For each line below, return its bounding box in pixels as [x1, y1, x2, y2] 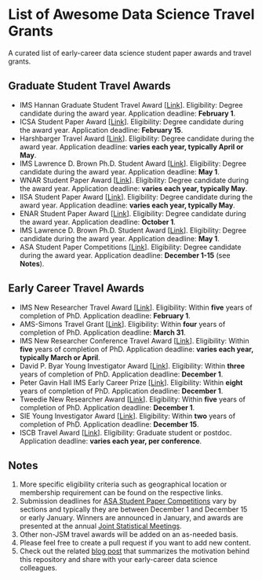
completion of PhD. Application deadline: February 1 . [19, 310, 191, 320]
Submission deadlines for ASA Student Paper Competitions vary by [19, 497, 237, 506]
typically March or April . [19, 352, 100, 362]
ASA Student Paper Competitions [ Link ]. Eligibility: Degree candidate [19, 242, 242, 251]
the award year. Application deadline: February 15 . [19, 125, 184, 134]
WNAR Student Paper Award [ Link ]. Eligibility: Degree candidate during [19, 175, 249, 185]
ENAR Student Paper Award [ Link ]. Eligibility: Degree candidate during [19, 208, 246, 218]
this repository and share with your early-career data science [19, 555, 218, 564]
